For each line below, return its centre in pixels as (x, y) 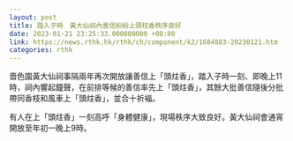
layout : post (33, 17)
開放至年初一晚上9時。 (50, 128)
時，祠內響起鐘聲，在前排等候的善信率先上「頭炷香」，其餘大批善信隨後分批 (146, 87)
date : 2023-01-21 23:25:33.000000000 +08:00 (92, 33)
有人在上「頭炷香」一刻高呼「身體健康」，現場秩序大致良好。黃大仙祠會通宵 (146, 117)
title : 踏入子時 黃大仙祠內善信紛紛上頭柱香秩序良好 (95, 26)
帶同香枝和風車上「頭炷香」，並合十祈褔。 (85, 99)
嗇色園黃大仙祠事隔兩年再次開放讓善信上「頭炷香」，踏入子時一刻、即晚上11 (146, 77)
